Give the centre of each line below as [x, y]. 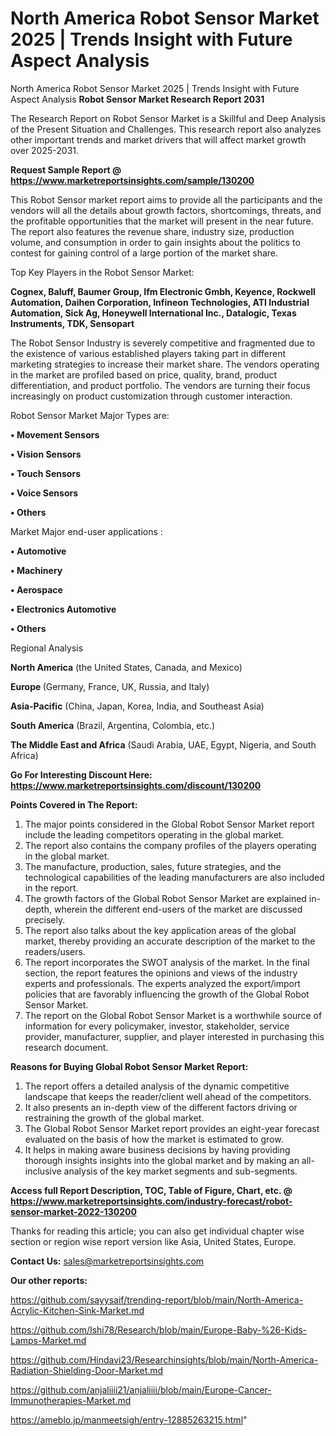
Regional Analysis [47, 648]
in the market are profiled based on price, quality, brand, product [144, 374]
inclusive [43, 1171]
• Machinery [36, 570]
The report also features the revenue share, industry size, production [152, 231]
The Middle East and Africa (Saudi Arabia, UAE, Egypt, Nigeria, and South [163, 744]
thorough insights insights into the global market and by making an [162, 1160]
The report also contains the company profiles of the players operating [170, 845]
